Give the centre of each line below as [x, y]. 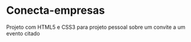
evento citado [23, 33]
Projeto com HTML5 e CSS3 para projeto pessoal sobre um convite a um [96, 27]
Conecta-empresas [56, 10]
